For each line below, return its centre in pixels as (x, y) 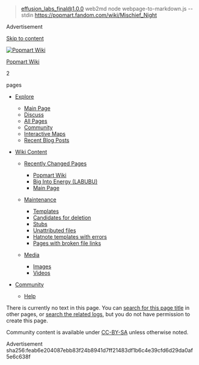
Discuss (34, 115)
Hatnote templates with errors (70, 237)
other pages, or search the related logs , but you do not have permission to (98, 314)
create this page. (27, 321)
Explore (24, 97)
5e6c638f (19, 357)
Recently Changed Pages (55, 164)
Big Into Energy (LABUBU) (65, 182)
